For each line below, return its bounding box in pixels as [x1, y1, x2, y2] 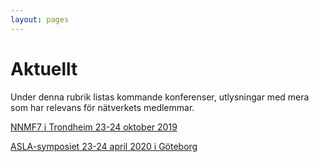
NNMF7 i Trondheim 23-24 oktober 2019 [10, 121, 178, 133]
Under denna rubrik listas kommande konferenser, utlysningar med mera [10, 91, 310, 103]
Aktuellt [10, 57, 78, 80]
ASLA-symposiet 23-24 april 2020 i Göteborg [10, 140, 198, 152]
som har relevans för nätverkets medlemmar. [10, 101, 195, 113]
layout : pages [10, 14, 70, 25]
